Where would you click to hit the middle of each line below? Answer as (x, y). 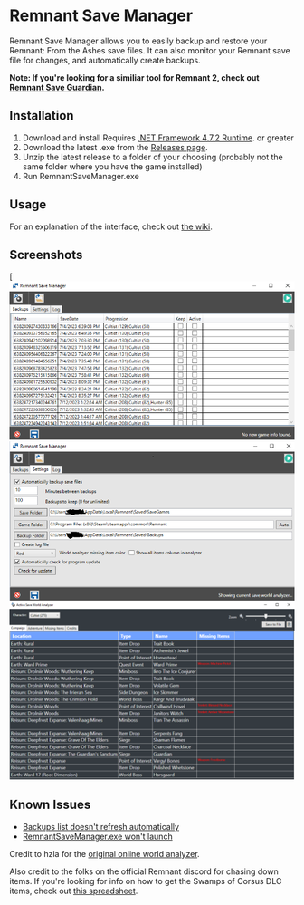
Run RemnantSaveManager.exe (81, 176)
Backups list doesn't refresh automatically (100, 826)
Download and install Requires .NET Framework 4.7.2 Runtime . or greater (158, 138)
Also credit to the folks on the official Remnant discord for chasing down (144, 871)
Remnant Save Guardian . (57, 87)
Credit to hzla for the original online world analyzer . (105, 853)
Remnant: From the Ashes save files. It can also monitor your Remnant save (150, 50)
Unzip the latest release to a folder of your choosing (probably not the (152, 157)
